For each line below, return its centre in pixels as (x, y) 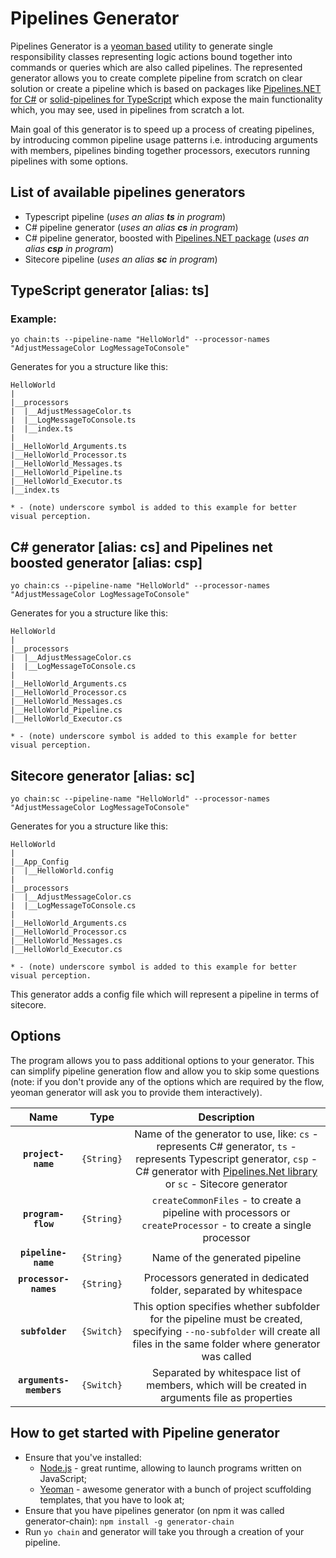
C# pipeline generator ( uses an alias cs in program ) (131, 227)
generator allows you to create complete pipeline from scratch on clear (156, 78)
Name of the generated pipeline (226, 1257)
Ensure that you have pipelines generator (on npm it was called (154, 1510)
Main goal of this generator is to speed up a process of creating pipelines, (162, 129)
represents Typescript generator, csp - (226, 1159)
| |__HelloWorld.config (62, 871)
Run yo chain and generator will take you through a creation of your (164, 1531)
